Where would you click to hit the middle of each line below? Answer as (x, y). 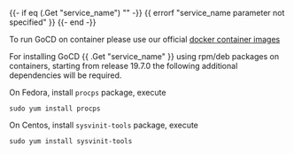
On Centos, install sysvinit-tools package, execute (104, 125)
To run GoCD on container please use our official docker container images (145, 39)
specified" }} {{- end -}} (53, 22)
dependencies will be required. (66, 75)
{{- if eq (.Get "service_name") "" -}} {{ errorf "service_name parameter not (147, 13)
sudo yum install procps (55, 109)
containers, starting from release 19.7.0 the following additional (124, 66)
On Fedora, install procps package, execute (88, 92)
